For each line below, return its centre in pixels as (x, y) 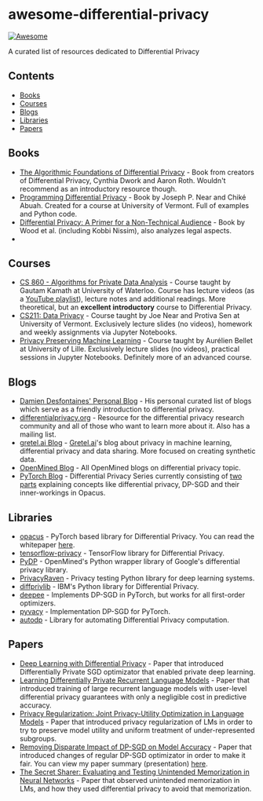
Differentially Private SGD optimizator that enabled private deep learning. (137, 671)
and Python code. (48, 214)
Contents (31, 76)
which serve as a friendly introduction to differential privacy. (117, 409)
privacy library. (44, 570)
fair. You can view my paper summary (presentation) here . (113, 763)
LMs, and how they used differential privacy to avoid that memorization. (135, 788)
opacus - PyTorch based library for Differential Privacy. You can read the (137, 536)
